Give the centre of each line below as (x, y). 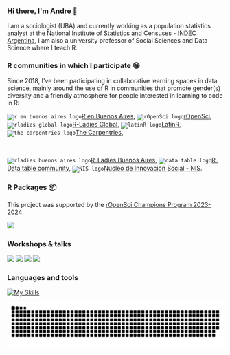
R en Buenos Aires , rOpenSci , (147, 116)
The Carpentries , (99, 132)
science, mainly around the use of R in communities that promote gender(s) (114, 88)
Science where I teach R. (42, 48)
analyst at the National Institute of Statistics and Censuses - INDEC (102, 33)
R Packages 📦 (32, 187)
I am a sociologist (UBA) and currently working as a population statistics (109, 26)
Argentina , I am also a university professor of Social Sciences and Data (107, 41)
